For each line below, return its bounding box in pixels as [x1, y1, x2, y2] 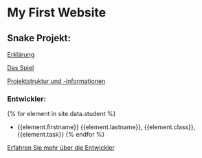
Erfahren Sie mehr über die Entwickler [7, 144, 115, 152]
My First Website [7, 5, 106, 21]
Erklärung [7, 50, 35, 58]
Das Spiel [7, 64, 34, 71]
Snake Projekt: [7, 32, 71, 44]
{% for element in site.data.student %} [7, 110, 116, 118]
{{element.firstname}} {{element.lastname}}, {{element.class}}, [16, 123, 196, 131]
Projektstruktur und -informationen [7, 77, 106, 85]
